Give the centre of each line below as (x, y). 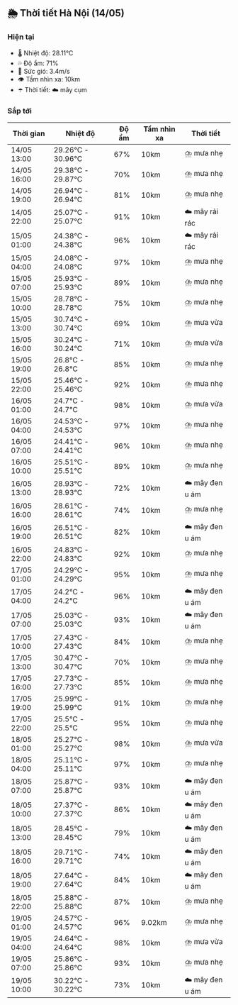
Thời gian (29, 133)
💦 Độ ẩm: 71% (38, 63)
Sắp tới (19, 111)
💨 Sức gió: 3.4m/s (44, 71)
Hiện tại (21, 37)
